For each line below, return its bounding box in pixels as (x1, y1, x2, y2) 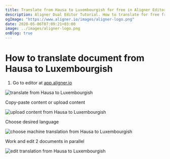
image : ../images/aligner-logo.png (5, 26, 80, 31)
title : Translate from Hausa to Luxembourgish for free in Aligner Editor (5, 7, 166, 13)
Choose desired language (5, 119, 59, 125)
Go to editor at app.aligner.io (12, 79, 72, 86)
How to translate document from (5, 52, 145, 64)
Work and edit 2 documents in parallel (5, 138, 84, 144)
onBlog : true (5, 31, 33, 36)
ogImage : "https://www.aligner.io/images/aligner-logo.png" (5, 17, 135, 22)
